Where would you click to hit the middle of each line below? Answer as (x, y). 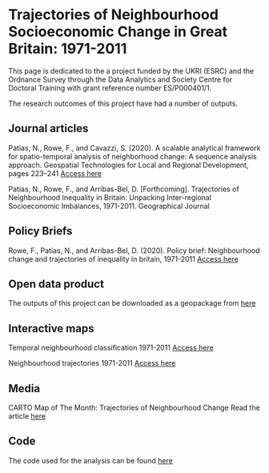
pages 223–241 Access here (55, 173)
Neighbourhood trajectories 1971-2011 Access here (92, 363)
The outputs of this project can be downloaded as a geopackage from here (132, 303)
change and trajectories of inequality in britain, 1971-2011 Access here (123, 259)
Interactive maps (51, 329)
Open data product (56, 284)
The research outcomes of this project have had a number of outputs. (123, 103)
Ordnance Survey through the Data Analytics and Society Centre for (120, 79)
